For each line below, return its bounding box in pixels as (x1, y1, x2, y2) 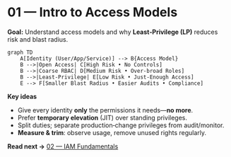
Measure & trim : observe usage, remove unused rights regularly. (17, 128, 207, 136)
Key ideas (7, 92, 37, 100)
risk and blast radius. (7, 35, 69, 43)
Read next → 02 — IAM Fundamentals (7, 142, 119, 151)
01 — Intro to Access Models (7, 4, 178, 21)
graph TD (7, 49, 33, 56)
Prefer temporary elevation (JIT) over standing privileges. (17, 113, 187, 122)
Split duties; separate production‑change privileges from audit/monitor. (17, 121, 225, 129)
